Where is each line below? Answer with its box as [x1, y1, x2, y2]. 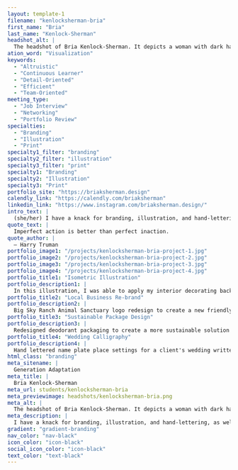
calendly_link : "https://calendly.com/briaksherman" [7, 195, 166, 202]
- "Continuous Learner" [13, 69, 84, 77]
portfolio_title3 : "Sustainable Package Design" [7, 313, 154, 321]
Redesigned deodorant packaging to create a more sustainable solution [13, 327, 230, 334]
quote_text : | [7, 221, 50, 228]
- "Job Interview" [13, 103, 69, 110]
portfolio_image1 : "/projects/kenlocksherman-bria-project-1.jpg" [7, 247, 208, 255]
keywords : [7, 57, 37, 64]
